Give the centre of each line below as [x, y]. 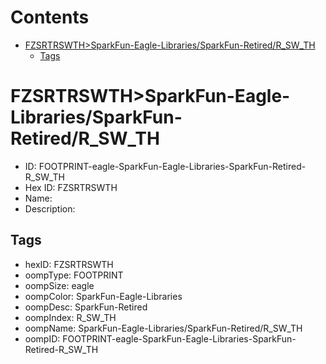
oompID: [42, 338]
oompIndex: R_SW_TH [70, 317]
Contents [50, 17]
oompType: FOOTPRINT [74, 275]
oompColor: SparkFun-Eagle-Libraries [103, 296]
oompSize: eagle [59, 285]
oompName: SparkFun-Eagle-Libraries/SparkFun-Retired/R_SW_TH [163, 328]
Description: [50, 208]
